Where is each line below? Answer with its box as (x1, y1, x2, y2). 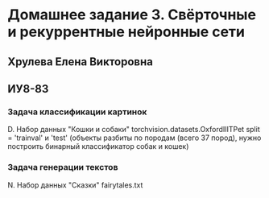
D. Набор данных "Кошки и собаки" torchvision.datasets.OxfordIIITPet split (7, 125, 260, 134)
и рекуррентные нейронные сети (7, 23, 246, 41)
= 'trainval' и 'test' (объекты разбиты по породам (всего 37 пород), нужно (7, 133, 262, 142)
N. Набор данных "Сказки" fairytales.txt (7, 179, 143, 190)
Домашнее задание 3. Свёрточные (7, 6, 257, 24)
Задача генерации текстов (7, 162, 118, 173)
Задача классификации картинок (7, 106, 147, 118)
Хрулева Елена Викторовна (7, 55, 154, 68)
